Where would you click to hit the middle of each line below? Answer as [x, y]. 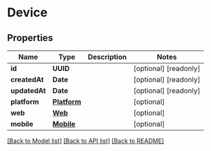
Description [107, 57]
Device [27, 13]
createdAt [27, 80]
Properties [30, 38]
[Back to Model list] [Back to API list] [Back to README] [86, 141]
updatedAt [28, 91]
